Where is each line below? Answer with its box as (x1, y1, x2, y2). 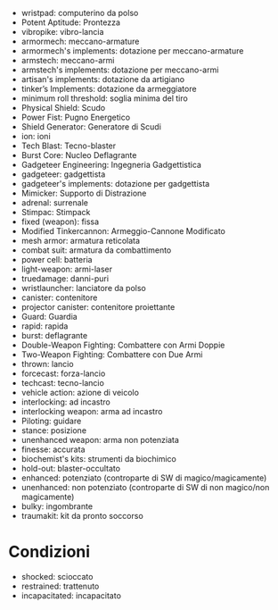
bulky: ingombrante (20, 501, 94, 512)
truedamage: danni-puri (20, 273, 109, 284)
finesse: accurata (20, 444, 86, 455)
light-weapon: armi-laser (20, 263, 113, 274)
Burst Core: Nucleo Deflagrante (20, 150, 137, 160)
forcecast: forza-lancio (20, 368, 106, 379)
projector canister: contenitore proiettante (20, 302, 176, 312)
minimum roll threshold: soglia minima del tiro (20, 93, 188, 104)
